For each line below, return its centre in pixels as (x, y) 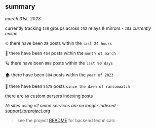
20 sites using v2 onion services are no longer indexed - (62, 105)
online (11, 33)
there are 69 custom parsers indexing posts (49, 96)
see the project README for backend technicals (66, 120)
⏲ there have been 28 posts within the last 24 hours (58, 43)
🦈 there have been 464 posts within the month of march (60, 53)
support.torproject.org (28, 111)
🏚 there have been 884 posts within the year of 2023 (59, 74)
